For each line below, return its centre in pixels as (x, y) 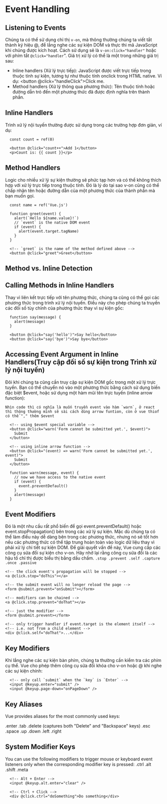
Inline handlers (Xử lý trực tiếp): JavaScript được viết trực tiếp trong (82, 70)
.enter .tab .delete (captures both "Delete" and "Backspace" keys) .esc (78, 726)
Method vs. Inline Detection (49, 268)
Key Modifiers (27, 648)
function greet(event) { (35, 213)
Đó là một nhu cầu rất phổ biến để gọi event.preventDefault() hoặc (74, 526)
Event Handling (37, 9)
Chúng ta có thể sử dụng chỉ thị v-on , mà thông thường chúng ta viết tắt (79, 39)
